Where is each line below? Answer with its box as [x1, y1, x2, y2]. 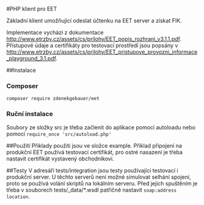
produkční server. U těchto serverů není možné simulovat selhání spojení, [6, 173, 191, 181]
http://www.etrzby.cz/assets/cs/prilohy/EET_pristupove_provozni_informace [6, 48, 198, 56]
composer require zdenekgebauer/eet [6, 96, 100, 102]
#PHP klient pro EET [6, 5, 57, 12]
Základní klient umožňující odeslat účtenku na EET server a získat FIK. [6, 17, 182, 24]
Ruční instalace [6, 110, 53, 118]
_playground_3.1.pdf [6, 55, 56, 62]
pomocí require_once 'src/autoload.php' [6, 130, 112, 137]
